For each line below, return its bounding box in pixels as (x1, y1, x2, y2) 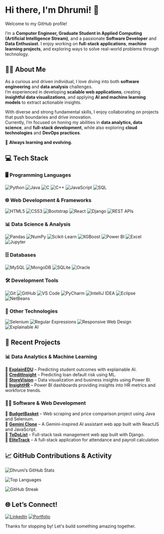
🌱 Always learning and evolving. (5, 139, 73, 145)
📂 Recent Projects (5, 338, 60, 347)
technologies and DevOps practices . (5, 130, 81, 136)
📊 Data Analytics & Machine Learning (5, 354, 97, 360)
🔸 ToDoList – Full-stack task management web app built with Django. (5, 431, 145, 437)
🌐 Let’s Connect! (5, 501, 58, 509)
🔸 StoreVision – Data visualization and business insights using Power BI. (5, 377, 151, 383)
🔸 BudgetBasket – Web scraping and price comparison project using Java (5, 411, 156, 416)
